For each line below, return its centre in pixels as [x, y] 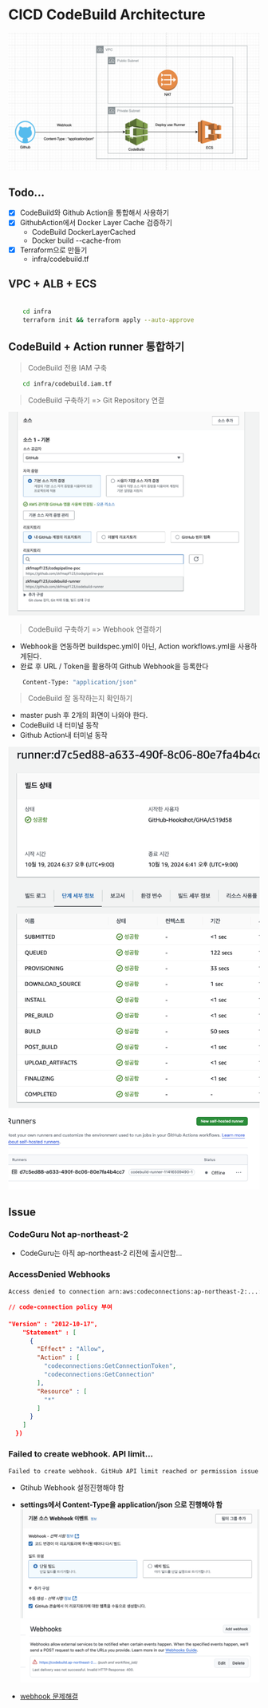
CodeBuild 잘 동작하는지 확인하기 [80, 698]
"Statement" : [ [50, 1332]
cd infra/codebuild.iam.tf [67, 384]
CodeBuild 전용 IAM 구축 [67, 367]
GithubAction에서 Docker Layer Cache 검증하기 [96, 223]
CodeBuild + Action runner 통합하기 [97, 347]
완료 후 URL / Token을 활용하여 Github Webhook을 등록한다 [114, 666]
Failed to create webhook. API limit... [81, 1453]
